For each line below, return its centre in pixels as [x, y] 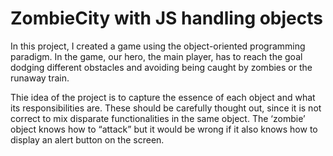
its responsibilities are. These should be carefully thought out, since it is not [166, 108]
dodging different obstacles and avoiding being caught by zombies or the [161, 67]
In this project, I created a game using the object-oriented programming [158, 46]
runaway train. [40, 78]
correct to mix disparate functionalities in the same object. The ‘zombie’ [158, 118]
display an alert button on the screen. [87, 139]
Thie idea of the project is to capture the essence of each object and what [163, 97]
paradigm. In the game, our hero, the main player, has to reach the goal [156, 56]
